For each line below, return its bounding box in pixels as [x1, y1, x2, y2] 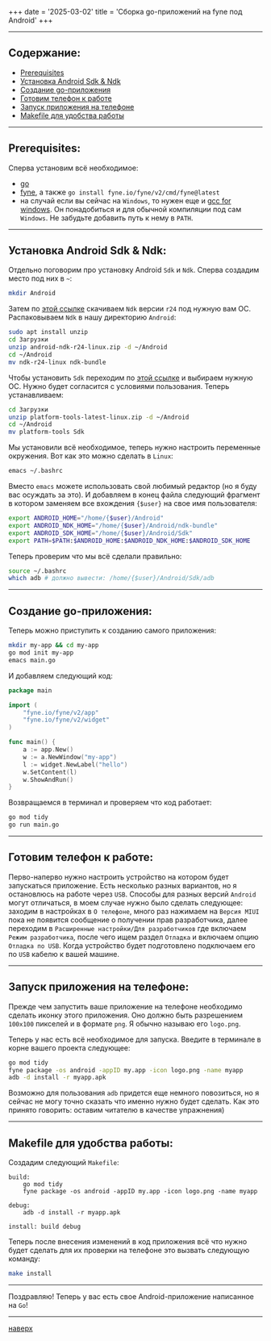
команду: [8, 1254, 40, 1264]
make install [8, 1270, 52, 1278]
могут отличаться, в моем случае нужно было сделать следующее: [8, 897, 244, 907]
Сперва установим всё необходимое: [8, 163, 139, 173]
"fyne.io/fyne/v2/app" [23, 708, 99, 716]
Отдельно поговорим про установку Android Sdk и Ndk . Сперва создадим [8, 265, 260, 275]
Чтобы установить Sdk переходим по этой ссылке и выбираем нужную [8, 373, 253, 382]
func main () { [8, 738, 56, 746]
